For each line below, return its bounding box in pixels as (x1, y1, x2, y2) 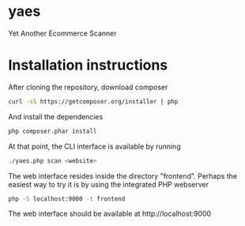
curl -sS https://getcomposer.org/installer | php (8, 97, 179, 105)
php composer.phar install (8, 127, 97, 135)
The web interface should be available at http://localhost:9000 (8, 209, 212, 219)
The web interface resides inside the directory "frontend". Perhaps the (8, 171, 238, 180)
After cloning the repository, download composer (8, 82, 168, 92)
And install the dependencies (8, 111, 104, 121)
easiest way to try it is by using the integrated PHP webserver (8, 179, 209, 189)
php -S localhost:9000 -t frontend (8, 194, 126, 203)
